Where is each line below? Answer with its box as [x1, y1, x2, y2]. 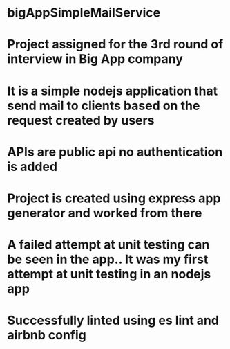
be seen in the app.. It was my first [7, 251, 209, 267]
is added [7, 159, 57, 174]
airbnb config [7, 328, 86, 343]
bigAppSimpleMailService [7, 5, 161, 21]
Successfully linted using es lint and [7, 313, 220, 328]
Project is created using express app [7, 190, 221, 206]
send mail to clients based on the [7, 98, 200, 114]
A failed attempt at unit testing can [7, 237, 210, 253]
